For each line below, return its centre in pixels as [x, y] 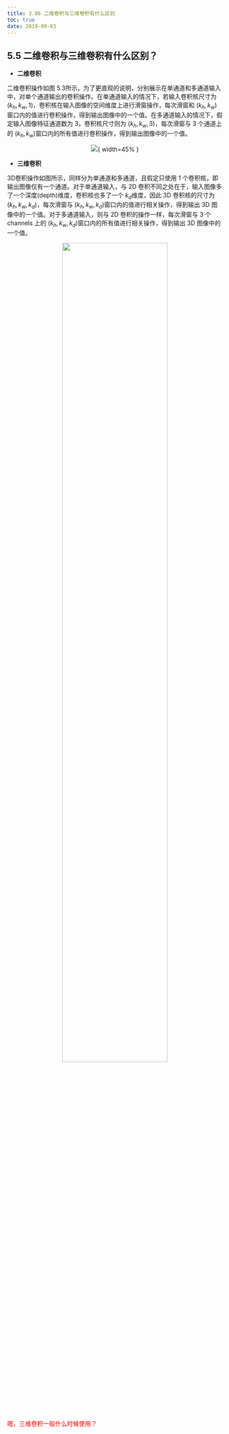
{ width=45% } [118, 149]
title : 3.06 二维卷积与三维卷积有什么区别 [61, 13]
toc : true [21, 20]
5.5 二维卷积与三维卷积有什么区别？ [83, 56]
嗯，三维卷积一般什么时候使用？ [52, 1423]
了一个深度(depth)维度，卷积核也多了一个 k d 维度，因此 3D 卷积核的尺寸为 [111, 196]
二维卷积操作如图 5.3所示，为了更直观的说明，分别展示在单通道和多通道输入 [114, 88]
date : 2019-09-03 [32, 26]
